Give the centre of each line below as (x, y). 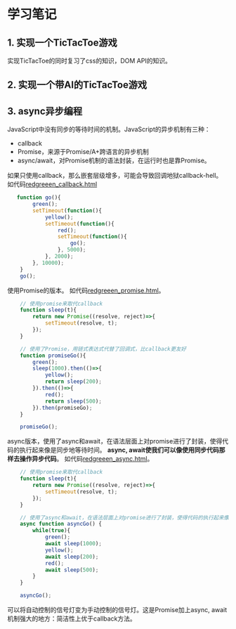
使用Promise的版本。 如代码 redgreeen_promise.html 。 (86, 290)
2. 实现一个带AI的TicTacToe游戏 (77, 85)
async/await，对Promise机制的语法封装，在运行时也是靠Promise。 (114, 161)
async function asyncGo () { (61, 524)
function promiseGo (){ (53, 356)
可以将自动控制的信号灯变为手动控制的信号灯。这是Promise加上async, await (117, 610)
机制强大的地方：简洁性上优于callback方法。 (72, 618)
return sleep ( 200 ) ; (73, 382)
